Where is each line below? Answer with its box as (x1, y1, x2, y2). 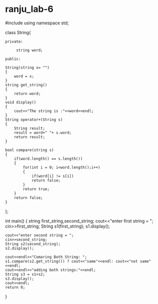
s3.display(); (5, 276, 35, 281)
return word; (14, 91, 41, 96)
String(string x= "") (5, 65, 50, 70)
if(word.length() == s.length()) (14, 156, 83, 161)
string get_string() (5, 82, 48, 87)
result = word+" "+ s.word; (14, 130, 72, 135)
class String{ (5, 29, 31, 35)
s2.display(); (5, 245, 35, 251)
